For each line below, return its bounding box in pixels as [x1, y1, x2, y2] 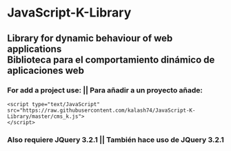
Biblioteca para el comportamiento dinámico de [7, 54, 215, 66]
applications [7, 43, 62, 54]
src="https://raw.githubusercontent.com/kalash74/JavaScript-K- [7, 107, 196, 114]
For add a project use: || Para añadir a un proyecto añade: [7, 85, 203, 94]
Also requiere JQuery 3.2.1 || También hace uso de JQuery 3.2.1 [7, 134, 224, 144]
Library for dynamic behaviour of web [7, 32, 173, 44]
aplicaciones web [7, 64, 85, 77]
